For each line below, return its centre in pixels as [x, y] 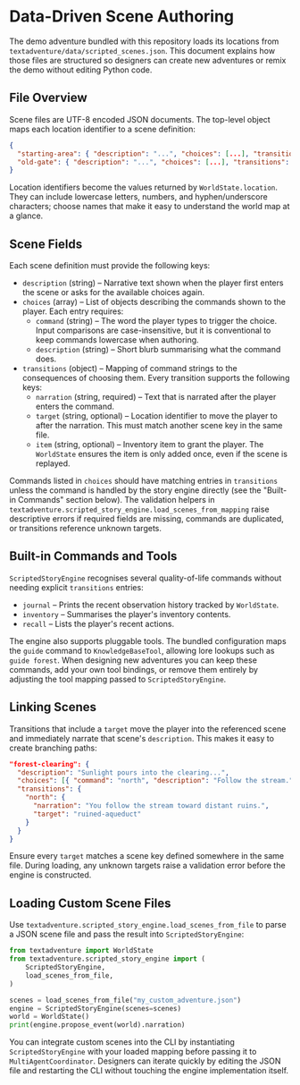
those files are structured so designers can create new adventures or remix [148, 60]
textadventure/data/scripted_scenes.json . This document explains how [142, 50]
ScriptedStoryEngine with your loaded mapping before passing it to [133, 1052]
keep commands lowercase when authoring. [117, 340]
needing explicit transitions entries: [77, 587]
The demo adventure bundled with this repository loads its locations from [144, 41]
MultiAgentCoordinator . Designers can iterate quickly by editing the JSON [145, 1061]
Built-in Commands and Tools [93, 556]
